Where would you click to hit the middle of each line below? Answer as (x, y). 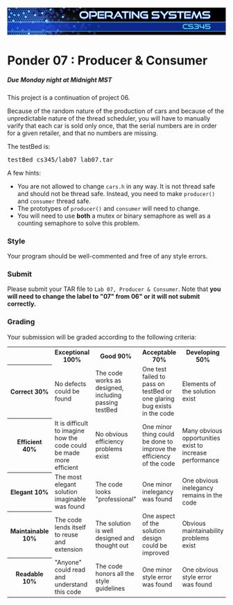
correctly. (22, 304)
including (109, 395)
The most (68, 477)
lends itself (70, 527)
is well (104, 531)
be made (67, 453)
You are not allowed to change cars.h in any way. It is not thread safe (116, 186)
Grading (21, 322)
